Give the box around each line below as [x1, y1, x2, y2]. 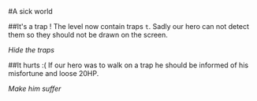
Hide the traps [8, 45, 55, 54]
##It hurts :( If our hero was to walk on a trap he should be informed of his [8, 60, 249, 70]
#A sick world [8, 7, 53, 16]
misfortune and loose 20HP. [8, 69, 99, 78]
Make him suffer [8, 84, 61, 93]
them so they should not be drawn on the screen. [8, 31, 168, 39]
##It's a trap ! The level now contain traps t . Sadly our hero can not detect [8, 22, 250, 31]
